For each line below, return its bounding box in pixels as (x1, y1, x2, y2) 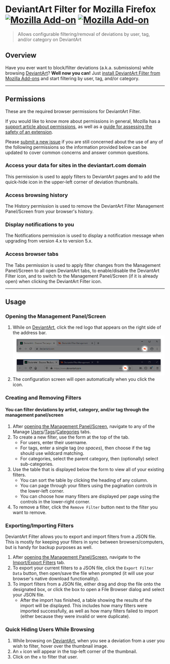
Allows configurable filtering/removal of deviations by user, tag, (17, 31, 150, 37)
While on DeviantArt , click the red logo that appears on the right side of (12, 324, 161, 330)
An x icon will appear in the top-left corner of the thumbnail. (12, 648, 138, 654)
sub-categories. (20, 461, 54, 467)
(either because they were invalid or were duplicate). (20, 613, 131, 619)
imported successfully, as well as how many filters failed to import (20, 608, 158, 614)
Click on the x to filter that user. (12, 653, 78, 659)
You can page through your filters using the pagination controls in (20, 482, 157, 488)
